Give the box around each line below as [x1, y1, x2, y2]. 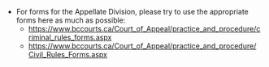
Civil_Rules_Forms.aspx [28, 50, 108, 59]
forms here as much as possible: [15, 15, 126, 25]
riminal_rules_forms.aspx [28, 32, 112, 42]
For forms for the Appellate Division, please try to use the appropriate [15, 7, 249, 16]
